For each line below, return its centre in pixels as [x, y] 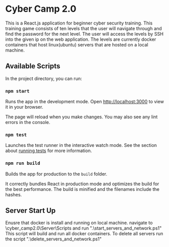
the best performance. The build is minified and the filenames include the [82, 189]
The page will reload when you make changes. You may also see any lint [81, 117]
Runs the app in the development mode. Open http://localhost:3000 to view [85, 102]
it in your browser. [24, 107]
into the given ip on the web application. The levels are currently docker [81, 39]
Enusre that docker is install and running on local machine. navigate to [79, 223]
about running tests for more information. [49, 151]
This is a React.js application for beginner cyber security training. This [79, 23]
